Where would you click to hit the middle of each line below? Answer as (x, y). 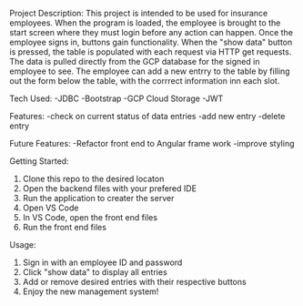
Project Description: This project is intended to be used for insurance (139, 13)
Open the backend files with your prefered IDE (110, 189)
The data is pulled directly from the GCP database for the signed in (135, 61)
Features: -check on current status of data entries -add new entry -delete (147, 116)
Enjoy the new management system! (91, 291)
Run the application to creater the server (98, 198)
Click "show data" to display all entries (95, 272)
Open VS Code (50, 208)
